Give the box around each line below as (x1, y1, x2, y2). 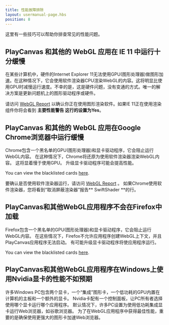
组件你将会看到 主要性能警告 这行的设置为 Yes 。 (5, 107, 104, 114)
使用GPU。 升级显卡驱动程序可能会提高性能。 (41, 160, 137, 166)
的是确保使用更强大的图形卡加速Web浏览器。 (9, 314, 103, 320)
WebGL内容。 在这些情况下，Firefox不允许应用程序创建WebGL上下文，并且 (5, 233, 162, 239)
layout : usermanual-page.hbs (5, 12, 67, 17)
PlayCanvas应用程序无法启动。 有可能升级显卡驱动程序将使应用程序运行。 (5, 239, 159, 245)
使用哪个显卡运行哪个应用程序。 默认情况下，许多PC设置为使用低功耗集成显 (5, 301, 163, 308)
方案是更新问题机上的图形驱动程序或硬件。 (9, 90, 98, 96)
